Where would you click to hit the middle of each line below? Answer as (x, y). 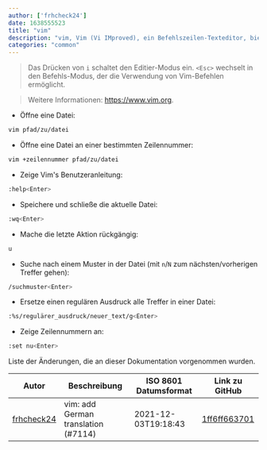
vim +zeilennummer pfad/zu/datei (64, 160)
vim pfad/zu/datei (39, 130)
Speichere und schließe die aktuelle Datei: (89, 204)
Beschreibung (95, 386)
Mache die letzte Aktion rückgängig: (79, 234)
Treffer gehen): (44, 272)
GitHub (228, 391)
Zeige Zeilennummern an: (62, 332)
